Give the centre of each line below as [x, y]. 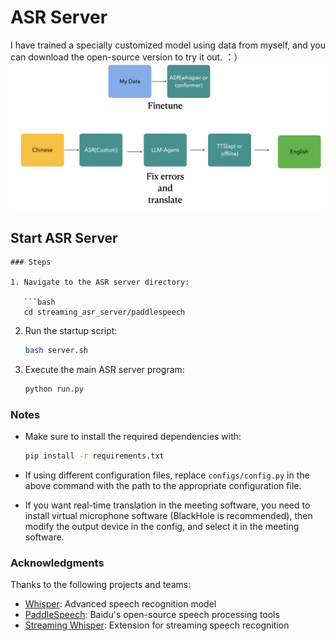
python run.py [54, 389]
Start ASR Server [64, 237]
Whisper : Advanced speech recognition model [120, 604]
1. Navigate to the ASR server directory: [100, 282]
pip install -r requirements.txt [94, 456]
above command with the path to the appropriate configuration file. [163, 485]
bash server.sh [56, 351]
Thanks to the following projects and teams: [101, 585]
